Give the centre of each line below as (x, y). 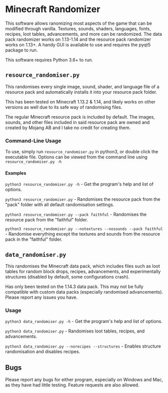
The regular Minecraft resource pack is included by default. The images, (80, 117)
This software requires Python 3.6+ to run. (49, 60)
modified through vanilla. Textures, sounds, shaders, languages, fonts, (78, 28)
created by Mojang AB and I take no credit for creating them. (68, 128)
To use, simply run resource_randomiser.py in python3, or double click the (82, 152)
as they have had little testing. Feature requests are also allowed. (72, 385)
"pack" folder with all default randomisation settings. (60, 205)
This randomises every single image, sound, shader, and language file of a (82, 86)
